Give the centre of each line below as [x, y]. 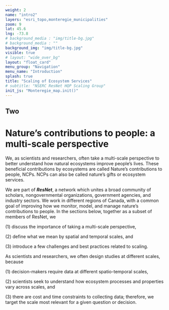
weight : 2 [16, 10]
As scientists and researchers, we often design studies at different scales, [83, 256]
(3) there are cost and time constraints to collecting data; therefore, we [80, 297]
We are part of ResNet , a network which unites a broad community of [78, 190]
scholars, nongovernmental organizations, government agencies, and [78, 195]
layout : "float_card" [28, 62]
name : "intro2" [21, 15]
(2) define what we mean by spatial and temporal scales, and [69, 236]
